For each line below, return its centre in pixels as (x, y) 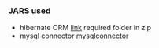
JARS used (30, 11)
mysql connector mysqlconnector (74, 36)
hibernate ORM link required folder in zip (85, 28)
